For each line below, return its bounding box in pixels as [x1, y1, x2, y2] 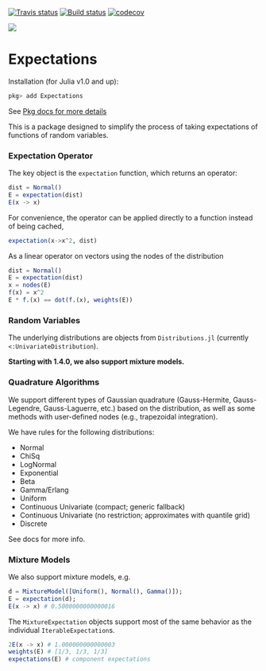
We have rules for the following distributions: [8, 427, 155, 437]
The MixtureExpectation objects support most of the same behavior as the [8, 617, 253, 626]
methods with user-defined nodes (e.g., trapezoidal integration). [8, 412, 218, 421]
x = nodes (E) [8, 281, 52, 290]
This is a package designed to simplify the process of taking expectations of [8, 122, 258, 131]
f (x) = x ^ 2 [8, 289, 44, 297]
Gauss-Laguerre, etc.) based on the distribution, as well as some [43, 403, 256, 413]
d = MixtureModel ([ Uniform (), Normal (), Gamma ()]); [8, 587, 183, 595]
